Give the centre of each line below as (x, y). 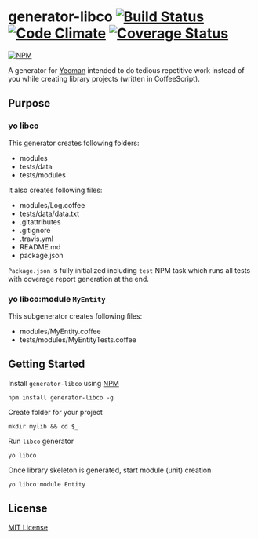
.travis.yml (36, 239)
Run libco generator (41, 441)
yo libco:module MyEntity (57, 299)
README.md (40, 246)
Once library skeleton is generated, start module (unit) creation (110, 470)
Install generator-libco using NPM (64, 383)
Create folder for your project (56, 412)
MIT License (28, 527)
